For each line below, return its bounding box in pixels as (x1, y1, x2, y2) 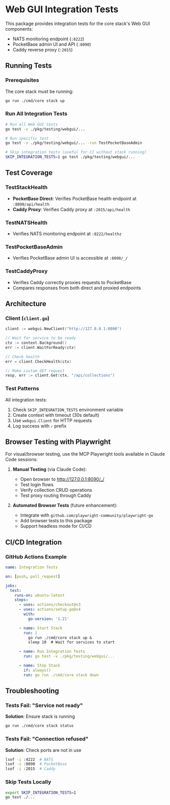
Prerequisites (5, 77, 39, 84)
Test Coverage (5, 168, 53, 177)
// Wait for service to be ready (5, 336, 76, 341)
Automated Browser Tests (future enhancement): (12, 502, 118, 509)
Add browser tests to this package (20, 518, 93, 524)
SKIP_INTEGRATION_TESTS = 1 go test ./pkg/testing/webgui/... (5, 155, 136, 160)
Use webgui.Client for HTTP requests (12, 417, 92, 423)
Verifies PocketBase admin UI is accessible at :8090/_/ (12, 255, 128, 261)
